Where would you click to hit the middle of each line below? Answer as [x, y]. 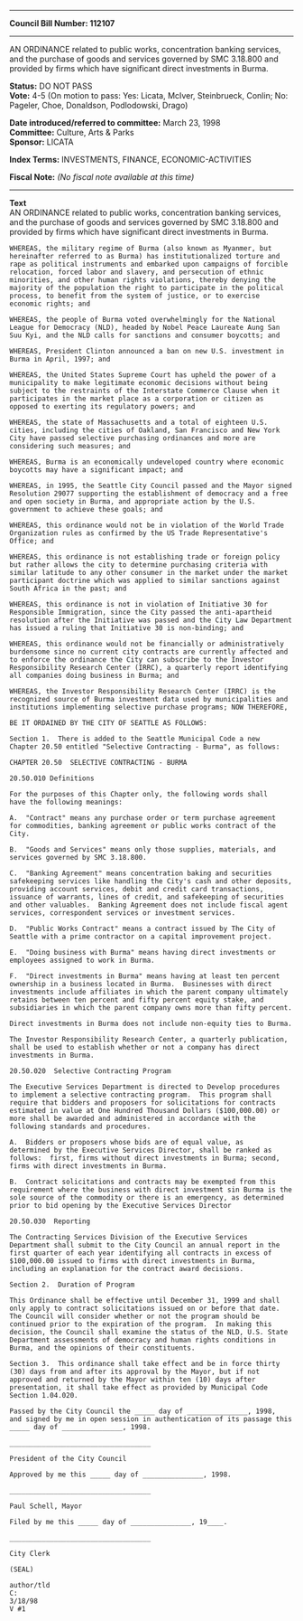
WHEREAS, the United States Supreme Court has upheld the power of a [143, 375]
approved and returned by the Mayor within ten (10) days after [133, 1380]
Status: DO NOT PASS [51, 86]
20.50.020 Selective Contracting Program [90, 1071]
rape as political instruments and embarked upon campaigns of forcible [149, 264]
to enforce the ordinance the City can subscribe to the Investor [137, 660]
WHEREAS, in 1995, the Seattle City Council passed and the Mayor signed [151, 485]
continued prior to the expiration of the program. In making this [141, 1324]
